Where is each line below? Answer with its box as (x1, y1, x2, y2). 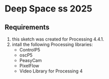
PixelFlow (19, 63, 39, 68)
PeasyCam (19, 57, 42, 63)
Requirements (4, 23, 49, 31)
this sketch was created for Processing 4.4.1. (11, 36, 104, 42)
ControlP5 (19, 47, 40, 52)
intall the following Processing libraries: (11, 41, 93, 47)
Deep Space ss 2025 (4, 3, 92, 14)
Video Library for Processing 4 (19, 68, 83, 74)
